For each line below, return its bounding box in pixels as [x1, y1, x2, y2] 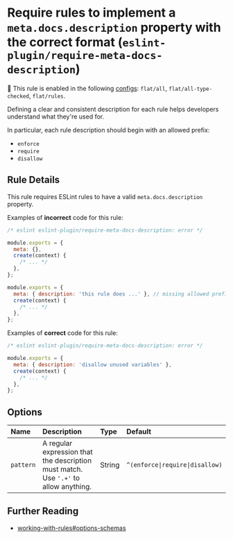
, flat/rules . [28, 92, 66, 100]
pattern [10, 461, 36, 469]
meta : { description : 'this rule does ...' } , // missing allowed [13, 290, 209, 298]
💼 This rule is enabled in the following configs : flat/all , [7, 84, 168, 92]
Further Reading [7, 505, 79, 517]
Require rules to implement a [7, 5, 176, 21]
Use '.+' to [42, 473, 80, 483]
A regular [42, 438, 73, 448]
